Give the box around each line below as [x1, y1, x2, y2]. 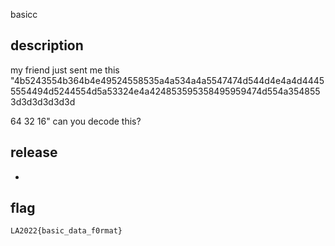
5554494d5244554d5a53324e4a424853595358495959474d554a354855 [10, 85, 321, 97]
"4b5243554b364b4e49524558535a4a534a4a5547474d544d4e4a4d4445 [10, 74, 325, 86]
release [10, 144, 58, 161]
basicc [10, 9, 38, 20]
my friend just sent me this [10, 64, 120, 76]
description [10, 37, 84, 54]
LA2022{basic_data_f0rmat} [10, 226, 123, 236]
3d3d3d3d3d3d [10, 95, 76, 108]
